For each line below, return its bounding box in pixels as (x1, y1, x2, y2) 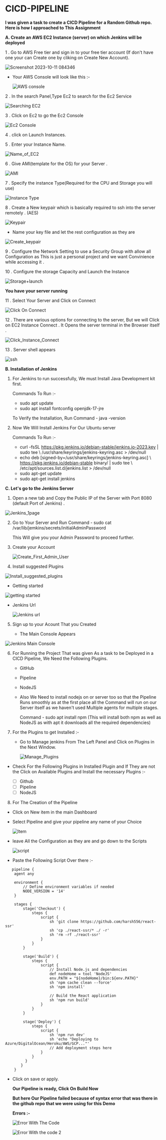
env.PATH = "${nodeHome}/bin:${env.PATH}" (49, 976, 139, 981)
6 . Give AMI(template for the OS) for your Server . (5, 160, 108, 167)
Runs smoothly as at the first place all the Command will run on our (19, 699, 157, 705)
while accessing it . (5, 259, 45, 265)
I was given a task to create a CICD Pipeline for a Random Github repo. (5, 19, 152, 25)
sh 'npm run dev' (49, 1033, 85, 1037)
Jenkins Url (12, 602, 36, 608)
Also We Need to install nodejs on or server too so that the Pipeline (19, 694, 157, 700)
